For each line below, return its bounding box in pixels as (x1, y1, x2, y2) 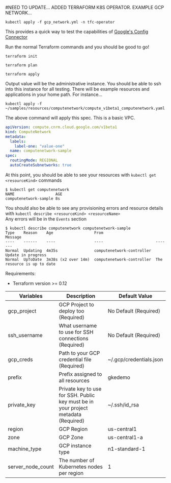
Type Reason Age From (5, 230, 103, 235)
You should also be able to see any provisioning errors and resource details (5, 205, 163, 211)
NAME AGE (5, 191, 63, 197)
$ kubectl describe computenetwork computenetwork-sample (5, 226, 131, 231)
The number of (59, 456, 95, 464)
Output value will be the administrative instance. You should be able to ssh (5, 81, 161, 86)
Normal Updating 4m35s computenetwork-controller (5, 248, 152, 253)
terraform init (5, 54, 38, 59)
